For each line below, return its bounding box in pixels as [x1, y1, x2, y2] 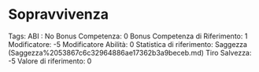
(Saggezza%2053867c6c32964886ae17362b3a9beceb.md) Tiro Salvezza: [8, 48, 252, 57]
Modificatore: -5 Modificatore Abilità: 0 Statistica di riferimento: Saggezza [8, 39, 248, 49]
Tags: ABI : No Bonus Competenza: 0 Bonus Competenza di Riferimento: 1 [8, 31, 248, 41]
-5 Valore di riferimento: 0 [8, 56, 92, 66]
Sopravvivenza [8, 5, 109, 23]
